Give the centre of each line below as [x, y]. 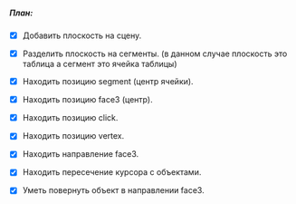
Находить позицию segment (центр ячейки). [108, 82]
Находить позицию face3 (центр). [88, 100]
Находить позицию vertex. [73, 136]
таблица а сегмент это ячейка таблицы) [100, 64]
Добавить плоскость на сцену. [82, 35]
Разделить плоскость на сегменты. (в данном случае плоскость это [155, 53]
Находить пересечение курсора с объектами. [112, 172]
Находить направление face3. [81, 154]
